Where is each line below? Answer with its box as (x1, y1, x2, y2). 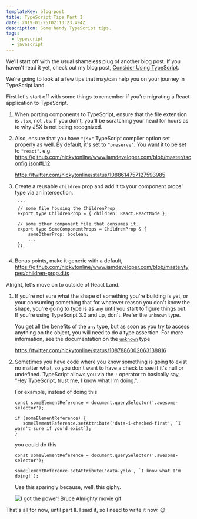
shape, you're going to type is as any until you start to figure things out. (14, 305, 187, 312)
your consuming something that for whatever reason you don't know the (14, 298, 190, 306)
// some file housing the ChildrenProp (17, 205, 115, 211)
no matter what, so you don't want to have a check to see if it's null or (14, 364, 184, 372)
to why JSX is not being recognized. (14, 123, 103, 130)
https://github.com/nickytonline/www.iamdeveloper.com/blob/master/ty (14, 263, 189, 270)
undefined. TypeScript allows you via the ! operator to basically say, (14, 370, 181, 377)
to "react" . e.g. (14, 147, 52, 154)
